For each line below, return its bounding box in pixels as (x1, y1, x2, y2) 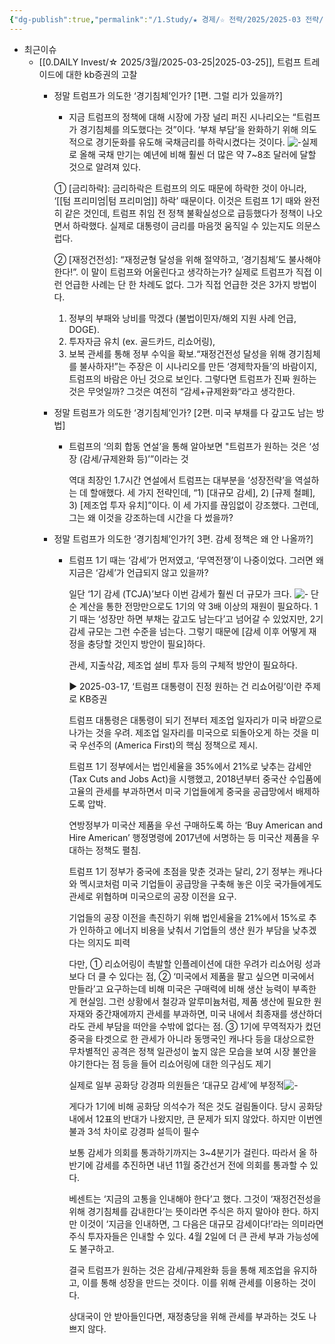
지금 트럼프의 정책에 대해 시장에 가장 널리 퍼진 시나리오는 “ (68, 111, 297, 123)
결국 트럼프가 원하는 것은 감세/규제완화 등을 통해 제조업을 (68, 1264, 291, 1276)
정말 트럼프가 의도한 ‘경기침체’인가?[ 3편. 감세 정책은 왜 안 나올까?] (53, 532, 314, 545)
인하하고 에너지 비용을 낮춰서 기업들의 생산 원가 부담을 (79, 924, 291, 936)
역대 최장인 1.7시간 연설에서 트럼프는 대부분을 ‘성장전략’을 (68, 474, 293, 486)
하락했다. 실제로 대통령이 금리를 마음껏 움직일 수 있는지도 (72, 219, 294, 231)
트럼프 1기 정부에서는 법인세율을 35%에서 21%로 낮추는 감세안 (68, 760, 312, 772)
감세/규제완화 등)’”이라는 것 (82, 452, 189, 465)
